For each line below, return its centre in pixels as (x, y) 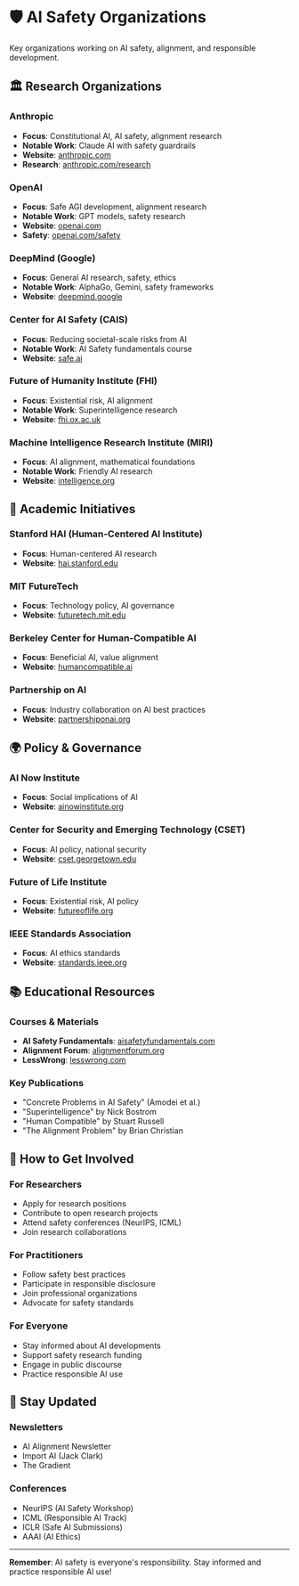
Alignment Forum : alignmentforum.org (93, 1050)
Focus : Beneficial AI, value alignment (90, 658)
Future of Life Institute (58, 881)
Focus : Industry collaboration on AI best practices (114, 709)
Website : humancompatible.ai (77, 667)
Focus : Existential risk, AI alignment (87, 400)
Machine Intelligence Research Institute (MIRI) (111, 442)
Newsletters (36, 1427)
